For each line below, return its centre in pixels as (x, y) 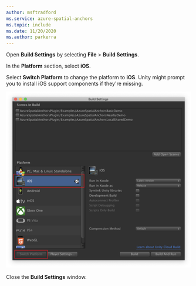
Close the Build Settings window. (46, 277)
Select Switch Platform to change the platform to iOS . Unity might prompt (95, 78)
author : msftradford (31, 12)
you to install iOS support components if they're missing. (75, 84)
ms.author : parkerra (31, 37)
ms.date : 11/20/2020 (31, 31)
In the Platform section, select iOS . (48, 66)
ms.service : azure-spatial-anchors (50, 18)
